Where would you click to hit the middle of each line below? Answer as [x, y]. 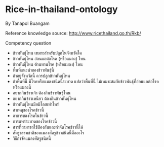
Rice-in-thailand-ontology [61, 9]
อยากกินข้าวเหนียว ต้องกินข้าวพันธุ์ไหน [45, 98]
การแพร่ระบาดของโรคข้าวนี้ [35, 121]
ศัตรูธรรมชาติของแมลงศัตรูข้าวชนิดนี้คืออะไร [48, 132]
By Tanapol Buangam [27, 23]
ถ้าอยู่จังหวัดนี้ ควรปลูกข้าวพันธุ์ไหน [42, 76]
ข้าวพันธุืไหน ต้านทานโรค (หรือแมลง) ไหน [48, 64]
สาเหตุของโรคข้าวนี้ [28, 109]
